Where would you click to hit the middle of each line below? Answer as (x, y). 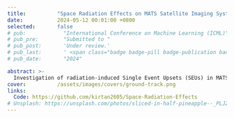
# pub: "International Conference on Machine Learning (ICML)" (118, 33)
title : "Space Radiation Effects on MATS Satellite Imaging (110, 14)
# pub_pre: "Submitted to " (59, 40)
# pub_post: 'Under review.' (59, 46)
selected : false (40, 26)
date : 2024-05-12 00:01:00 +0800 (71, 20)
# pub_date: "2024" (45, 59)
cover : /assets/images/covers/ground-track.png (92, 84)
